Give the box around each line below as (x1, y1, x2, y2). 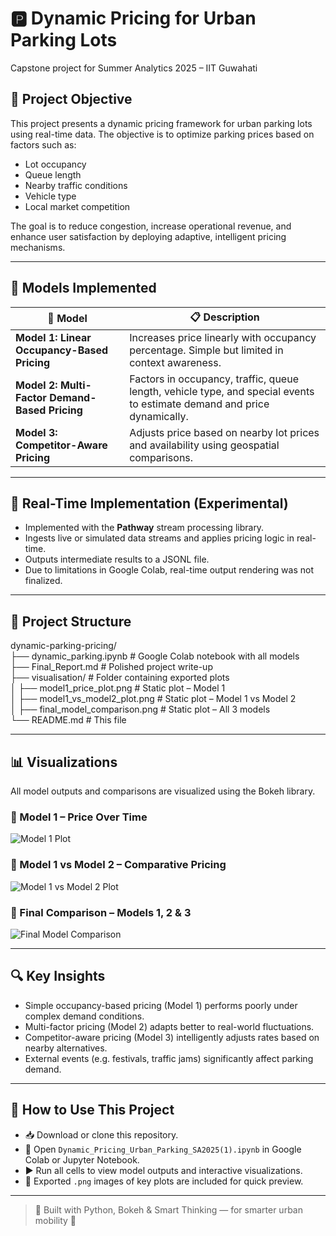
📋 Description (189, 310, 260, 324)
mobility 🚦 (34, 1214, 77, 1226)
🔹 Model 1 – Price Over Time (10, 810, 148, 824)
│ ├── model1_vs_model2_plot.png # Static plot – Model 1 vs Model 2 (10, 693, 297, 705)
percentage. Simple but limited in (129, 343, 284, 357)
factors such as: (10, 138, 77, 151)
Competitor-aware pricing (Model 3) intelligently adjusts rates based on (24, 1031, 320, 1043)
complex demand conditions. (24, 1010, 145, 1022)
